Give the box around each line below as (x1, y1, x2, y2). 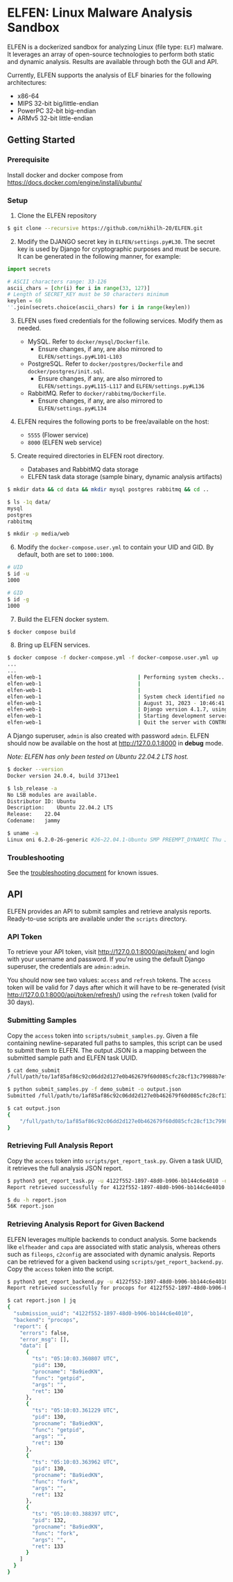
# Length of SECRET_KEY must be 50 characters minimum (7, 291, 169, 298)
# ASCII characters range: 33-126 (7, 278, 107, 285)
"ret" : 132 (32, 1491, 64, 1498)
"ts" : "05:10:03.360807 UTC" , (32, 1355, 119, 1362)
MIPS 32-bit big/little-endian (17, 99, 99, 107)
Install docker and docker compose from (7, 170, 123, 179)
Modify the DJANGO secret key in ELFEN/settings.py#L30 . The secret (17, 237, 215, 245)
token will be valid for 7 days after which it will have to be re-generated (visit (7, 983, 225, 992)
